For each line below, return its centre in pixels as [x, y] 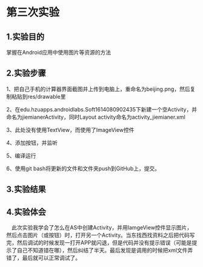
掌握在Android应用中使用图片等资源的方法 [58, 52]
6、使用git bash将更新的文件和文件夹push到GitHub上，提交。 [83, 168]
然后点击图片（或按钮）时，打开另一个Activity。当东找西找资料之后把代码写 [101, 235]
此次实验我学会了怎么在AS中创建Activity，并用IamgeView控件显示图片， [102, 228]
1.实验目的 [25, 37]
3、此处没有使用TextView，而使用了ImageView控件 [70, 130]
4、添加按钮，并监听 [32, 142]
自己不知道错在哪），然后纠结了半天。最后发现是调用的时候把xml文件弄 [105, 250]
